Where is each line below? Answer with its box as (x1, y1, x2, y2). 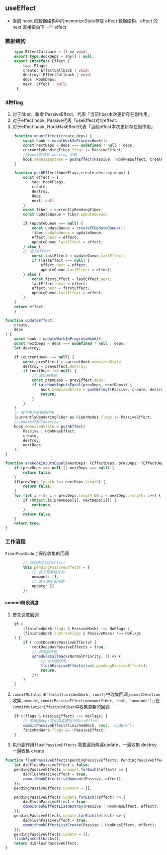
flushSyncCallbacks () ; (14, 836, 61, 842)
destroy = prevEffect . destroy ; (23, 364, 88, 369)
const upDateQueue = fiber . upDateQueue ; (23, 212, 108, 217)
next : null (31, 198, 55, 203)
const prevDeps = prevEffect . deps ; (31, 378, 106, 383)
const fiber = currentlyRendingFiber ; (23, 208, 103, 213)
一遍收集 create (12, 748, 45, 754)
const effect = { (23, 175, 59, 180)
